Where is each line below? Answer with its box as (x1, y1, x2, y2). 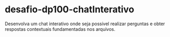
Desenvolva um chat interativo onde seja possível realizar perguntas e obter (5, 21, 165, 27)
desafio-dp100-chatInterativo (5, 4, 134, 15)
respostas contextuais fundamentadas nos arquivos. (5, 26, 116, 32)
